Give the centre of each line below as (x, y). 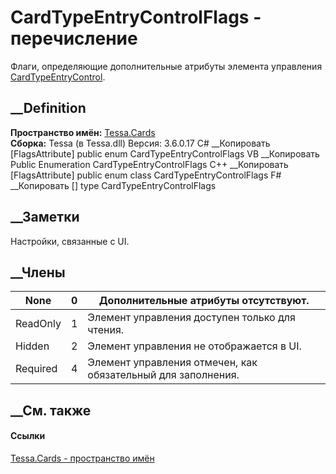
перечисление (74, 38)
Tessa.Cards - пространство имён (82, 458)
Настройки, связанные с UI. (70, 241)
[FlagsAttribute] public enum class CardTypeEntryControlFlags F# (146, 175)
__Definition (48, 108)
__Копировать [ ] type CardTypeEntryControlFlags (113, 185)
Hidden (32, 346)
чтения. (106, 330)
